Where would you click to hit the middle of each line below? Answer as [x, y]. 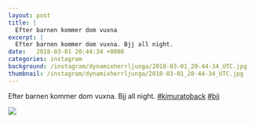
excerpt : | [26, 37]
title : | [22, 23]
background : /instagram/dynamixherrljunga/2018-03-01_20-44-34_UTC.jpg [127, 67]
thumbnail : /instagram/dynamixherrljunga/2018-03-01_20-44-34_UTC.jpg [126, 74]
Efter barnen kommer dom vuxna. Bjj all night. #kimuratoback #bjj [114, 96]
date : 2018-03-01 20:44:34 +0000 [66, 52]
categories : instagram [45, 60]
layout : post [29, 15]
